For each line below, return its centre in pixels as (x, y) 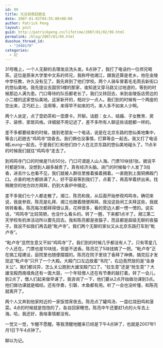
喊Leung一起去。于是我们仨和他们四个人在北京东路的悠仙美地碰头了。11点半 (81, 145)
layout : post (18, 28)
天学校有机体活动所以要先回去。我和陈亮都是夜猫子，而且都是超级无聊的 (77, 220)
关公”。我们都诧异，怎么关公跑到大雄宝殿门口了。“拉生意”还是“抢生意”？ (78, 267)
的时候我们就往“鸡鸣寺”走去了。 (37, 151)
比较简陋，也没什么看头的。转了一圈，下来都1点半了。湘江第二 (92, 214)
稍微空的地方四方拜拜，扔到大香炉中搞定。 (48, 185)
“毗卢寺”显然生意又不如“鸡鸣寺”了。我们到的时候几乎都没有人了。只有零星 (79, 243)
